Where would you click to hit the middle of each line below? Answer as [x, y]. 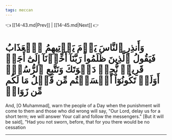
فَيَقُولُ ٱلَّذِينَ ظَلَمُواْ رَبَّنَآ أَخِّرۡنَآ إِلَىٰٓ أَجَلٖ [81, 58]
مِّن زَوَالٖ [24, 91]
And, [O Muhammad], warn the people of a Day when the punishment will [83, 105]
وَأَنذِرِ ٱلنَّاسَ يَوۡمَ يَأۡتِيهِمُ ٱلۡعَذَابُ [75, 47]
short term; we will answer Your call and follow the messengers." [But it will [84, 116]
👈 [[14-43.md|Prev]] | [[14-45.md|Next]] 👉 [52, 25]
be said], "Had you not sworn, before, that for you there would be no [78, 122]
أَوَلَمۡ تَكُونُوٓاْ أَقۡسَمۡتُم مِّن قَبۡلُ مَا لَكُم [82, 80]
